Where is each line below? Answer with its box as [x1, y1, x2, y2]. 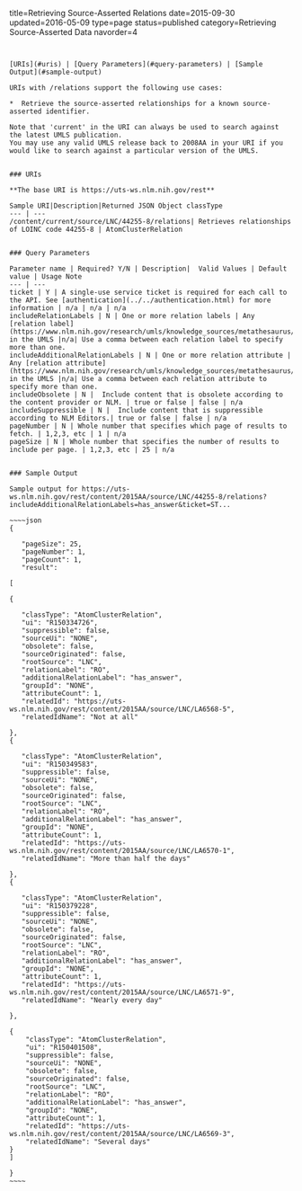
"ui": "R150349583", [21, 760, 99, 769]
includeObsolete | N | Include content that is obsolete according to [9, 390, 283, 399]
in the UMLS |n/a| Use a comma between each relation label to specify [9, 335, 283, 344]
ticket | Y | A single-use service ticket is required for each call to [9, 288, 288, 297]
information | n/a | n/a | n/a [9, 304, 127, 313]
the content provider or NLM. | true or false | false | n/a [9, 398, 244, 407]
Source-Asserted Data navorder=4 [9, 27, 138, 37]
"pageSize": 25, [21, 539, 83, 548]
